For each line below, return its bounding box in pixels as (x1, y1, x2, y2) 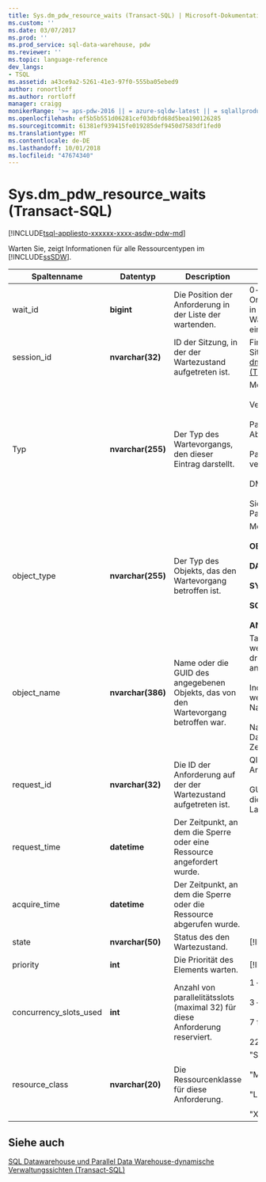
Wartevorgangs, (173, 439, 234, 450)
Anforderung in (173, 299, 230, 310)
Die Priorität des (173, 955, 234, 966)
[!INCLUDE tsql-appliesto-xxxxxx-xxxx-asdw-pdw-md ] (8, 229, 186, 238)
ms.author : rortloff (8, 93, 77, 101)
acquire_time (12, 899, 61, 910)
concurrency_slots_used (12, 1007, 103, 1018)
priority (12, 960, 40, 971)
